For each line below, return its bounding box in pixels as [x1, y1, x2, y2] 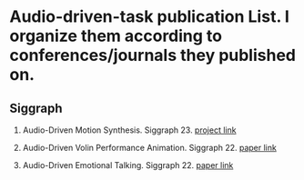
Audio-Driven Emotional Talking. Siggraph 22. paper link [22, 160, 234, 170]
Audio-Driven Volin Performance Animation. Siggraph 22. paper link [22, 143, 278, 153]
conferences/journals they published [9, 45, 296, 65]
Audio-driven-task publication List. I [9, 6, 289, 27]
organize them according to [9, 25, 223, 46]
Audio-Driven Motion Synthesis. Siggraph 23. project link [22, 125, 237, 135]
